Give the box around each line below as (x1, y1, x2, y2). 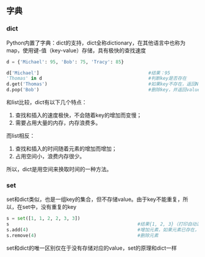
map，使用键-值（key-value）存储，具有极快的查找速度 (6, 46, 146, 54)
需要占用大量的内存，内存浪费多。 (15, 119, 101, 127)
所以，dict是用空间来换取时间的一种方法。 (6, 166, 112, 173)
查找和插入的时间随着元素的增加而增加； (15, 145, 117, 152)
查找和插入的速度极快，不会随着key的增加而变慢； (15, 111, 142, 119)
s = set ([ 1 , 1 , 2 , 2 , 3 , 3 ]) (6, 216, 81, 222)
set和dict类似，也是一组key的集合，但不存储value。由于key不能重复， (6, 195, 183, 203)
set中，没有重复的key (22, 203, 77, 211)
